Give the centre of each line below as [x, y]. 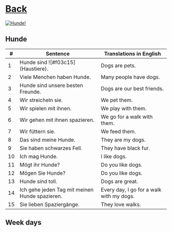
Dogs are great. [119, 181]
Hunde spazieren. [41, 196]
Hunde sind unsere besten [51, 85]
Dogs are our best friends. [132, 89]
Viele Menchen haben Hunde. [55, 77]
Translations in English [133, 53]
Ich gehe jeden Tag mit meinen [57, 189]
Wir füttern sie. [37, 131]
